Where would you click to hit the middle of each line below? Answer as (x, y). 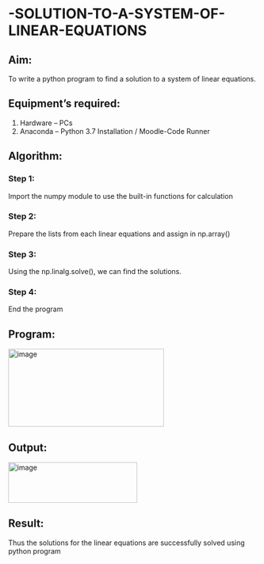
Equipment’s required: (64, 104)
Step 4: (23, 292)
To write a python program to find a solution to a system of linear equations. (132, 79)
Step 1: (21, 179)
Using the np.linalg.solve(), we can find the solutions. (95, 272)
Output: (28, 447)
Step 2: (23, 216)
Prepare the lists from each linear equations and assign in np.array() (119, 234)
